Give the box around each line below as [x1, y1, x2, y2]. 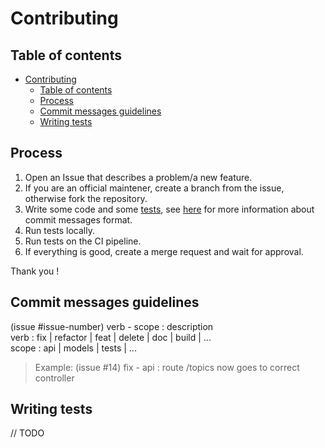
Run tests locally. [24, 224, 95, 236]
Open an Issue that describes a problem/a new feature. [24, 171, 253, 183]
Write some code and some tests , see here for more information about [24, 203, 315, 215]
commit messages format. [24, 213, 133, 226]
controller [34, 372, 75, 384]
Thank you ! [10, 265, 60, 277]
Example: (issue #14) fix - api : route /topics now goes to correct [34, 361, 300, 373]
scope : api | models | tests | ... [10, 342, 137, 354]
